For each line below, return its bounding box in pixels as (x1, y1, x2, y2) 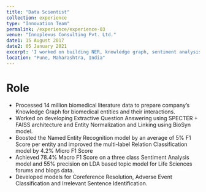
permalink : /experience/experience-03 (6, 26, 105, 33)
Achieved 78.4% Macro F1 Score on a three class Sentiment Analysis (15, 153, 189, 161)
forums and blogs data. (15, 166, 74, 174)
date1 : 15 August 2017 (6, 37, 64, 44)
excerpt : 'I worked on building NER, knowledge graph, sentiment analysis (6, 49, 202, 55)
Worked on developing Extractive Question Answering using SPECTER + (15, 114, 198, 121)
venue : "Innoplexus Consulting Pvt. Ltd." (6, 32, 116, 38)
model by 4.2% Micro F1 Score (15, 147, 93, 154)
